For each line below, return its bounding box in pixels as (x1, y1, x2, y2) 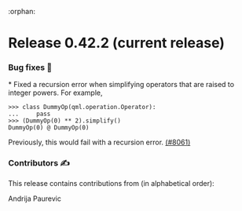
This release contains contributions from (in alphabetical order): (8, 178, 214, 187)
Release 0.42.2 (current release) (8, 35, 225, 52)
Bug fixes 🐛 (8, 62, 53, 73)
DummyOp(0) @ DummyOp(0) (8, 124, 90, 132)
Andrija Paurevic (8, 194, 61, 203)
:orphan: (8, 7, 35, 16)
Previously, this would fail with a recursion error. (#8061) (8, 137, 191, 147)
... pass (8, 110, 51, 118)
